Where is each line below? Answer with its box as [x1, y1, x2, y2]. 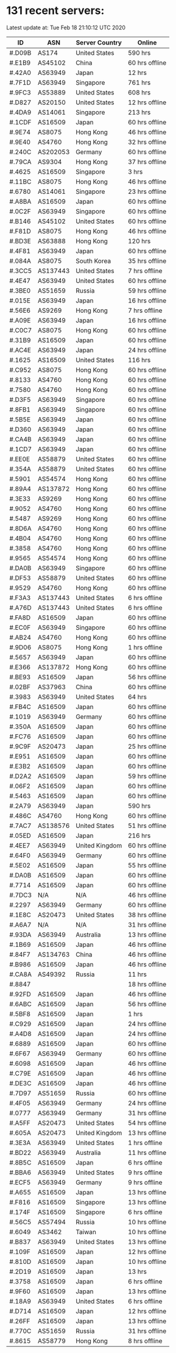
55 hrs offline [127, 861, 167, 869]
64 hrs [127, 693, 147, 701]
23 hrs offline [127, 187, 167, 196]
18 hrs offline [127, 980, 167, 988]
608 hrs [127, 88, 151, 96]
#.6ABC [9, 999, 32, 1008]
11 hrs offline [127, 1148, 167, 1157]
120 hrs [127, 237, 151, 245]
